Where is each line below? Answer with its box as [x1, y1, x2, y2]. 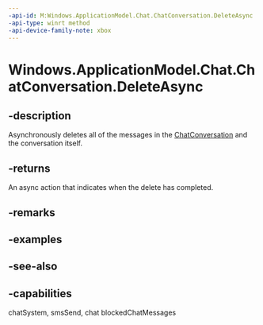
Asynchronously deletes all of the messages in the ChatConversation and [8, 130, 248, 140]
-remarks [8, 206, 55, 219]
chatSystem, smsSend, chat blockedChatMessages [8, 308, 177, 318]
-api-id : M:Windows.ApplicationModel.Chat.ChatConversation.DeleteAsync [8, 11, 253, 20]
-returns [8, 161, 51, 175]
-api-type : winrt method [8, 19, 90, 27]
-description [8, 109, 71, 122]
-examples [8, 232, 63, 246]
